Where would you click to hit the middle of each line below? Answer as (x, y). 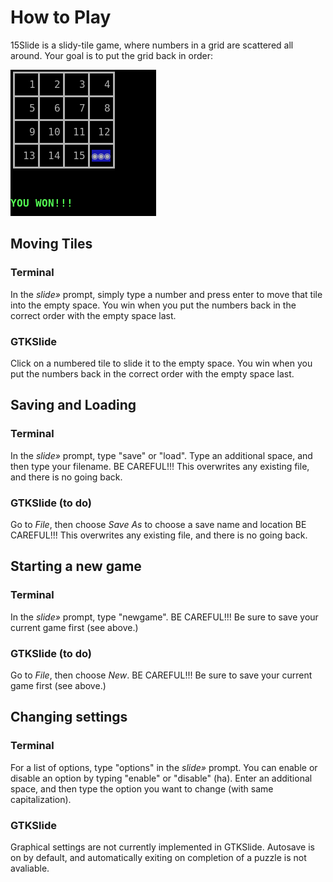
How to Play (61, 17)
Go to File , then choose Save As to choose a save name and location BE (158, 524)
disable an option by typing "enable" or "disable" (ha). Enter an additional (161, 778)
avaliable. (30, 868)
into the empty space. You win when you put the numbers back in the (153, 305)
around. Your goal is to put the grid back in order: (111, 55)
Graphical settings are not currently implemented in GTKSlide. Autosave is (162, 847)
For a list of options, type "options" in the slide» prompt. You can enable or (164, 767)
